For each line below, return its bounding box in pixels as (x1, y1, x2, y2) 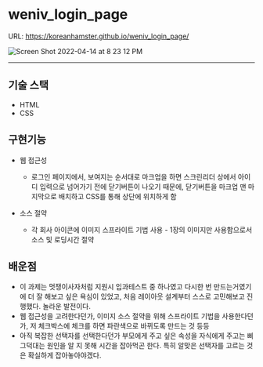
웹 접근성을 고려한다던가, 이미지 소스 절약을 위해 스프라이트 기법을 (19, 311, 221, 321)
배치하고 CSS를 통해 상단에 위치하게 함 (58, 191, 178, 201)
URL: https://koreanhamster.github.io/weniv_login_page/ (8, 31, 189, 41)
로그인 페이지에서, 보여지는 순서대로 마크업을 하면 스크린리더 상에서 (31, 172, 236, 181)
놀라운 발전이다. (42, 302, 92, 311)
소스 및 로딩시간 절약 (31, 234, 95, 244)
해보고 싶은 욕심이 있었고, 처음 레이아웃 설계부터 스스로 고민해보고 (44, 292, 245, 301)
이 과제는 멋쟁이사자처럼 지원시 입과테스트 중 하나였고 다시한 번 (19, 282, 212, 292)
